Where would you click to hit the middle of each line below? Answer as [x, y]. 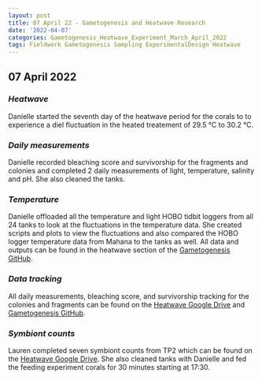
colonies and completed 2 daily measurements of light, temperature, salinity [131, 171]
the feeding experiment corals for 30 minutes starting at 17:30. [109, 367]
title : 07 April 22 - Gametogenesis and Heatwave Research [107, 23]
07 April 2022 [42, 77]
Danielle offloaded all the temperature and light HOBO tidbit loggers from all [131, 217]
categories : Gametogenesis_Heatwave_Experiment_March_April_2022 [117, 37]
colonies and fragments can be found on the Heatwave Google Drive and [127, 304]
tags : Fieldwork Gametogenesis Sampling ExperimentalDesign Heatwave [125, 45]
